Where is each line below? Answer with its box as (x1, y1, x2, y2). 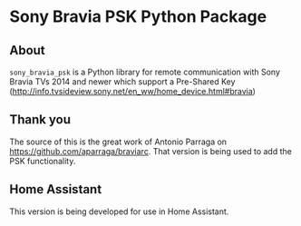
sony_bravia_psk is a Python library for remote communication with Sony (9, 66, 281, 77)
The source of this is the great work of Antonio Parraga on (9, 136, 228, 147)
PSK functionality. (9, 155, 76, 166)
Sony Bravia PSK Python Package (9, 6, 267, 27)
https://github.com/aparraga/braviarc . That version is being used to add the (9, 145, 292, 156)
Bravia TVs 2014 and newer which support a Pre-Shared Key (9, 76, 236, 87)
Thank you (9, 112, 71, 128)
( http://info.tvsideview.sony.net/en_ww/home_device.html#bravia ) (9, 86, 257, 96)
